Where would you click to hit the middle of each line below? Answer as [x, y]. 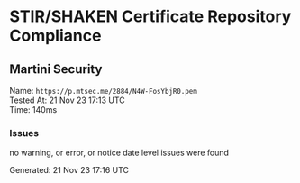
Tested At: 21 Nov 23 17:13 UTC [68, 100]
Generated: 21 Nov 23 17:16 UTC [69, 170]
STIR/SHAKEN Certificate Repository [150, 17]
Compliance [55, 36]
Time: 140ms [33, 110]
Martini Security [56, 69]
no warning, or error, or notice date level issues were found [119, 153]
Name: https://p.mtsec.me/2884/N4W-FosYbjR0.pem [104, 91]
